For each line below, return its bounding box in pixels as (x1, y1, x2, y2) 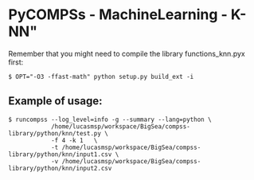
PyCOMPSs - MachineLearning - (8, 6, 229, 24)
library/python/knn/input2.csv (8, 164, 112, 172)
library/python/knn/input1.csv (8, 150, 112, 158)
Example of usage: (8, 94, 103, 108)
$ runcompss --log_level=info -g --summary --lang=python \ (8, 115, 213, 123)
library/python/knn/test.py (8, 129, 102, 137)
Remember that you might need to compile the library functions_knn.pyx (8, 49, 245, 58)
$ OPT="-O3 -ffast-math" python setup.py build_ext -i (8, 72, 194, 80)
